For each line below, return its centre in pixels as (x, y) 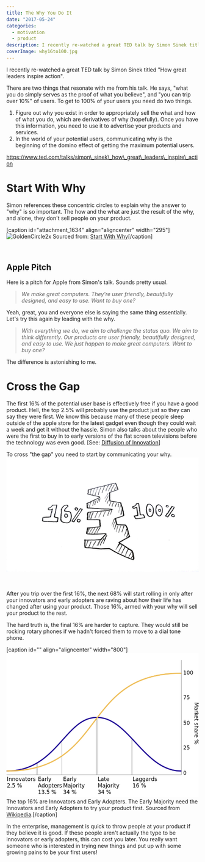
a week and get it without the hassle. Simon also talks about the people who (102, 429)
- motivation (28, 32)
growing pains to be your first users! (52, 852)
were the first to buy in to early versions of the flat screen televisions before (102, 436)
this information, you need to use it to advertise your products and (98, 126)
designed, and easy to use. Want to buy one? (78, 300)
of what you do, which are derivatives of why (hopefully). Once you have (106, 119)
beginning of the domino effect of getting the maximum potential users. (105, 145)
